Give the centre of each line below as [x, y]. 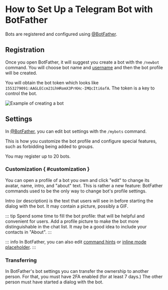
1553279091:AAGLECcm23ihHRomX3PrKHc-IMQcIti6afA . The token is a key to [80, 88]
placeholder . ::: [21, 247]
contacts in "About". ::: [29, 232]
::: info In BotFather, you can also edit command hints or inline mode [76, 241]
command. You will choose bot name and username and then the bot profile [84, 67]
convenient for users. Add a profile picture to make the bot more [72, 221]
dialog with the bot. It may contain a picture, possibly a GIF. [67, 206]
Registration [25, 50]
